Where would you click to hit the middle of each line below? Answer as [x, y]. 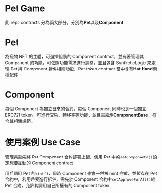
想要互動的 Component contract [41, 163]
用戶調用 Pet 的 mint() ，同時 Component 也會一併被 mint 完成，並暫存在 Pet [81, 173]
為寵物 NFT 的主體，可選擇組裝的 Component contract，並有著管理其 [74, 56]
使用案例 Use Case [43, 142]
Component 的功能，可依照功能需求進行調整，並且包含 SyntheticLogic [76, 62]
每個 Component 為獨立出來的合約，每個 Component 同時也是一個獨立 [76, 109]
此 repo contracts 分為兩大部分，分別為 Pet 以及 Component [64, 22]
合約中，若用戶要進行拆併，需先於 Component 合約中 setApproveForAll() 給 [80, 179]
